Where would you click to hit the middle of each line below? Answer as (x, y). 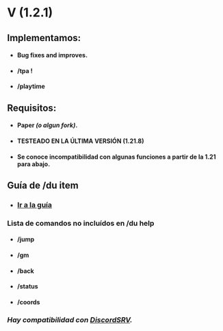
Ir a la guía (35, 204)
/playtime (31, 86)
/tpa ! (25, 70)
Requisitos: (32, 108)
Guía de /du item (43, 185)
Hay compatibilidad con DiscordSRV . (70, 319)
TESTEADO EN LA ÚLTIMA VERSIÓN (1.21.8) (80, 141)
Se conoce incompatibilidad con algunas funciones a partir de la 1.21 (116, 157)
